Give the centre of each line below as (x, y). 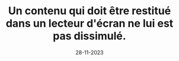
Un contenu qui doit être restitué (89, 11)
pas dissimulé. (89, 36)
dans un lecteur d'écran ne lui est (89, 23)
